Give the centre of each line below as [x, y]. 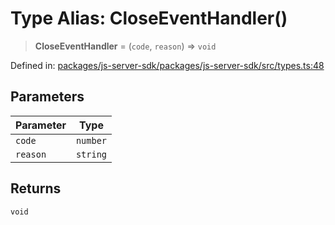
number [91, 140]
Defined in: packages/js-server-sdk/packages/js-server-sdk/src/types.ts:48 [167, 65]
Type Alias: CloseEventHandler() [149, 18]
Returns [36, 188]
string [91, 154]
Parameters [47, 97]
